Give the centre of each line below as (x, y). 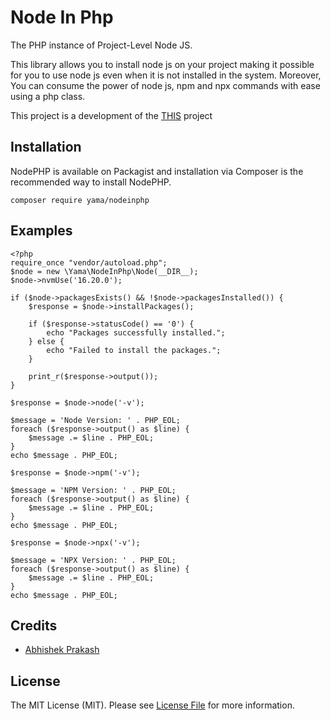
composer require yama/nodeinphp (80, 200)
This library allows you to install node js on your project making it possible (162, 64)
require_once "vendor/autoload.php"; (89, 262)
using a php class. (48, 96)
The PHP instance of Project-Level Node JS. (101, 45)
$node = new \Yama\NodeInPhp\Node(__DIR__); (104, 271)
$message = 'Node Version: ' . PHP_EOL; (96, 420)
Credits (34, 625)
